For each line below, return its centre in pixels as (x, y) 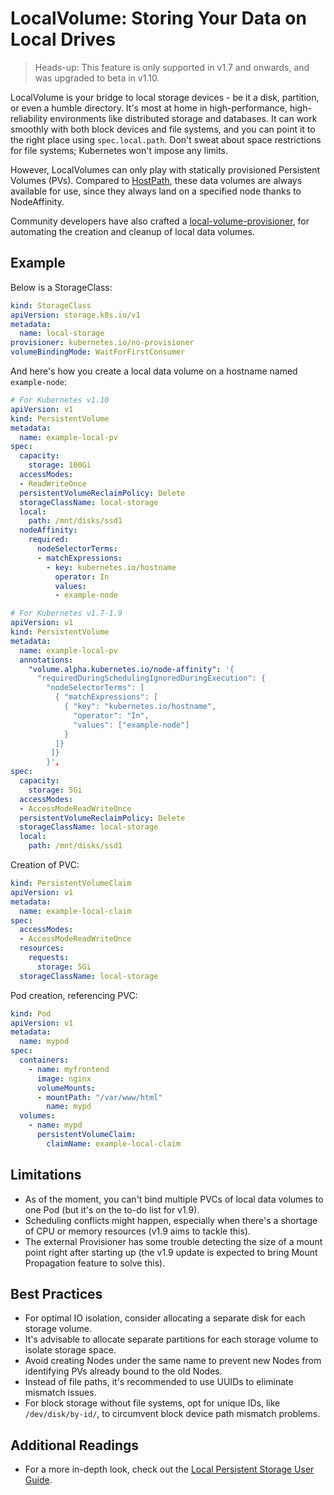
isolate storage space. (70, 1350)
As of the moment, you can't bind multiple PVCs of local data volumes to (174, 1199)
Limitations (46, 1175)
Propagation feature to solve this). (95, 1263)
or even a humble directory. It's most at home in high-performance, (149, 108)
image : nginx (64, 1078)
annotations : (46, 660)
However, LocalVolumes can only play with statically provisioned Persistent (165, 169)
